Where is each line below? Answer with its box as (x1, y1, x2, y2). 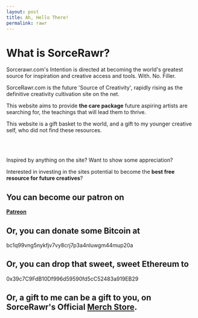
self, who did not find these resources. (6, 127, 102, 134)
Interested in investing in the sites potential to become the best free (6, 168, 175, 176)
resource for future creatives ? (6, 174, 83, 182)
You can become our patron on (6, 192, 125, 202)
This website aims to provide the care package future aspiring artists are (6, 102, 188, 109)
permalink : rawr (6, 20, 47, 26)
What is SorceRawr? (6, 46, 110, 60)
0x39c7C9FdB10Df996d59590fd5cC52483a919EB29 (6, 275, 139, 282)
